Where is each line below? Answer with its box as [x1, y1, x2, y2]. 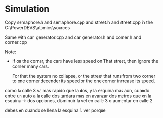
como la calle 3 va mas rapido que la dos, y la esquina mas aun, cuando [5, 87, 150, 93]
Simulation [5, 3, 50, 15]
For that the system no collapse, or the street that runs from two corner [12, 73, 156, 79]
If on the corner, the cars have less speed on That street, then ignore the [12, 58, 159, 64]
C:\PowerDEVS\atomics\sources [5, 24, 70, 30]
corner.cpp [5, 39, 27, 45]
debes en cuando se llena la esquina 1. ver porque [5, 107, 106, 113]
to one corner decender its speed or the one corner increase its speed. [12, 78, 155, 84]
